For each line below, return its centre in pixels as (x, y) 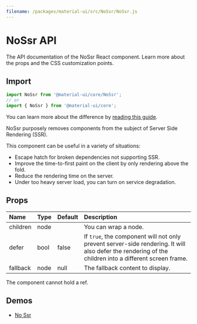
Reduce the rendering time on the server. (64, 176)
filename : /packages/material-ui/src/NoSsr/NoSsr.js (72, 11)
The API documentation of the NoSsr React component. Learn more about (96, 57)
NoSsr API (31, 40)
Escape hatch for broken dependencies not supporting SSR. (87, 157)
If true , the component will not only (133, 236)
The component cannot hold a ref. (47, 282)
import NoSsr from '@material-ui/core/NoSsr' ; (64, 95)
